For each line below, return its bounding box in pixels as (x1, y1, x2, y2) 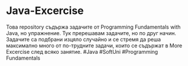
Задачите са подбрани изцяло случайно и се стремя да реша (6, 36, 162, 43)
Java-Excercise (6, 4, 84, 18)
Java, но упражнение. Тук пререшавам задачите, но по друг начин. (6, 29, 176, 36)
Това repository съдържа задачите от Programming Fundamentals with (6, 23, 181, 30)
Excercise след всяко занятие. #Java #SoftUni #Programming (6, 48, 159, 55)
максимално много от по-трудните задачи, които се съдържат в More (6, 42, 183, 49)
